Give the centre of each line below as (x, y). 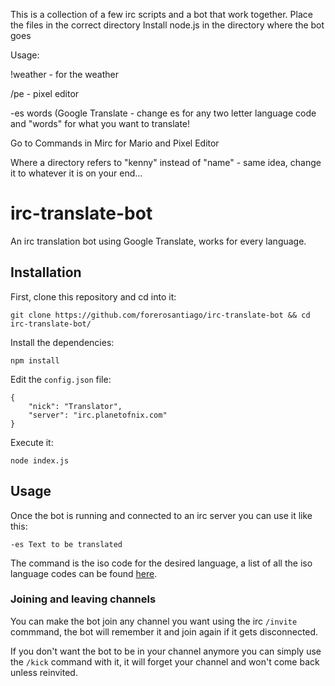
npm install (35, 360)
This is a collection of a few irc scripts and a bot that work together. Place (161, 14)
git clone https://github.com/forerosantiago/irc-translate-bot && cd (160, 315)
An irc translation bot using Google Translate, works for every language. (158, 241)
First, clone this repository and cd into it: (93, 296)
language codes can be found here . (84, 573)
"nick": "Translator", (75, 406)
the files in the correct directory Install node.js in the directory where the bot (167, 25)
